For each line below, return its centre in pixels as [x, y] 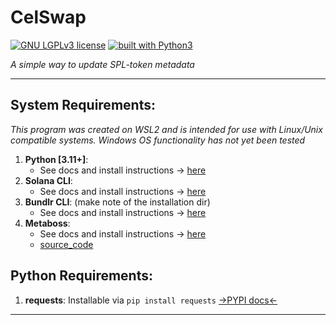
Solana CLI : [48, 180]
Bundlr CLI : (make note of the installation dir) [117, 202]
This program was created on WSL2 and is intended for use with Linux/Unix [166, 129]
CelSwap [48, 17]
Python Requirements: [82, 276]
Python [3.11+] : [56, 159]
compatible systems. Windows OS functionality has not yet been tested [158, 140]
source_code [66, 244]
